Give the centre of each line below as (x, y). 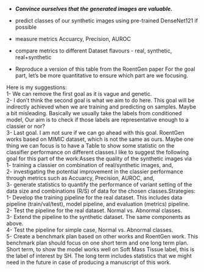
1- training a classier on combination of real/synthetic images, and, (90, 165)
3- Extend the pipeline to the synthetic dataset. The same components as (98, 217)
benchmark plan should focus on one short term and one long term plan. (97, 243)
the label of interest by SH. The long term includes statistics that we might (99, 256)
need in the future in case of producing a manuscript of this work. (89, 262)
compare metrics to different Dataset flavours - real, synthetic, (93, 51)
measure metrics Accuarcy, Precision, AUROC (73, 39)
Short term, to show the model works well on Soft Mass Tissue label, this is (100, 249)
